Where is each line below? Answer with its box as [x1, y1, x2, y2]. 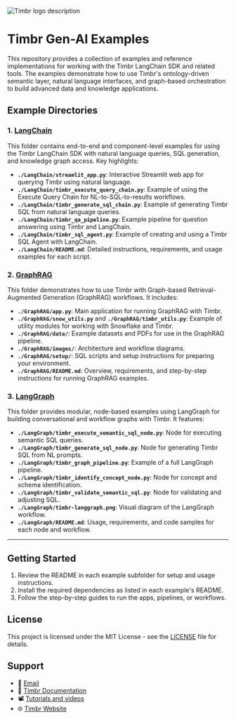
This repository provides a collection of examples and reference [7, 54, 192, 62]
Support [7, 660, 44, 672]
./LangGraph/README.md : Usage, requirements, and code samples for [17, 518, 214, 527]
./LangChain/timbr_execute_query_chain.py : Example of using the [17, 185, 209, 193]
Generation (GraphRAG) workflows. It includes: [42, 293, 178, 301]
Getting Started [7, 552, 77, 565]
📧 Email [17, 678, 40, 687]
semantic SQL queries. [17, 436, 84, 444]
